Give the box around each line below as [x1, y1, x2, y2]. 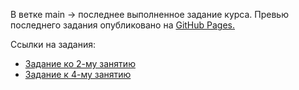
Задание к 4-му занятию [24, 69, 132, 80]
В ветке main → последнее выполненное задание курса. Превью [10, 9, 289, 20]
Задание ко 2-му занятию [24, 58, 136, 69]
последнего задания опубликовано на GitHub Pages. [10, 19, 236, 31]
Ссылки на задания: [10, 39, 96, 50]
